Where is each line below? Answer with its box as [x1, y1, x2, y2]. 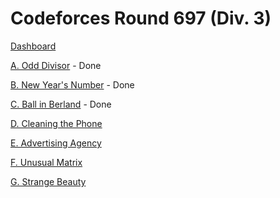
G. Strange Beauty [10, 175, 87, 187]
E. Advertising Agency [10, 137, 102, 149]
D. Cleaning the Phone [10, 117, 103, 129]
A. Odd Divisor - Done [10, 59, 102, 71]
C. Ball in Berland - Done [10, 98, 112, 110]
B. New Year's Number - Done [10, 78, 135, 91]
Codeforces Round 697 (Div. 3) [10, 7, 272, 30]
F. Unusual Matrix [10, 156, 83, 168]
